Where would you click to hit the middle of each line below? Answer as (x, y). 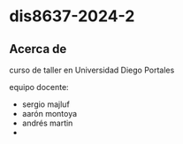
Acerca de (38, 49)
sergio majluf (46, 104)
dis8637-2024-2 (72, 16)
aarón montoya (50, 114)
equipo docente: (39, 87)
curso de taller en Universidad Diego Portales (92, 70)
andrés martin (47, 123)
